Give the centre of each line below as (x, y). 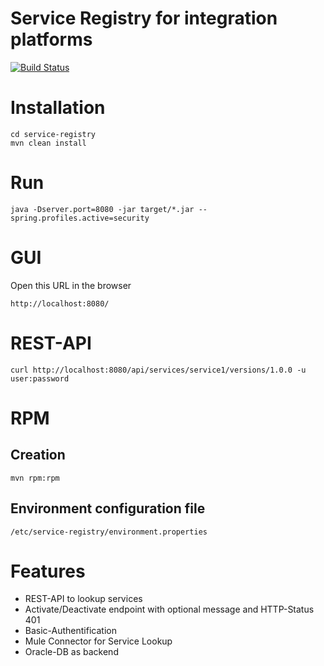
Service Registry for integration (144, 18)
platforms (51, 39)
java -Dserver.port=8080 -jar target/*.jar (102, 209)
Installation (58, 108)
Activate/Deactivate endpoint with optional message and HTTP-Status (169, 609)
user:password (40, 378)
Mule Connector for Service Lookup (98, 641)
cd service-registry (53, 134)
